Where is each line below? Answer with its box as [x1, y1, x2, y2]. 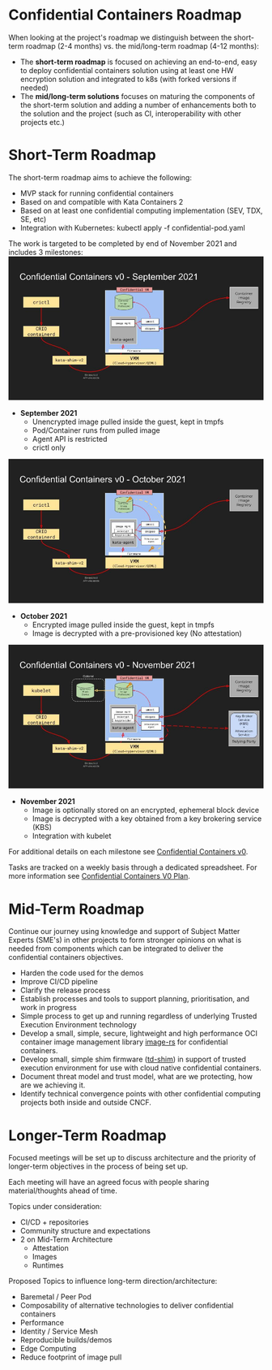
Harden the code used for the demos [19, 968, 144, 978]
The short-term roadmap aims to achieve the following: [8, 172, 193, 182]
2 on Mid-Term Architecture [19, 1234, 113, 1244]
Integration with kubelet [32, 831, 112, 841]
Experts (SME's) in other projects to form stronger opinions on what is [8, 936, 242, 945]
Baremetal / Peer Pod [19, 1292, 91, 1302]
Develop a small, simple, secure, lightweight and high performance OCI [19, 1029, 257, 1039]
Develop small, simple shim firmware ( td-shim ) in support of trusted [19, 1054, 247, 1065]
